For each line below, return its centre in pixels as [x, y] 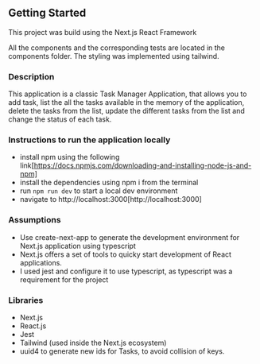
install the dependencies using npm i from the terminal [109, 183]
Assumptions [35, 220]
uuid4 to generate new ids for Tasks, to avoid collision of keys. [122, 351]
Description [31, 76]
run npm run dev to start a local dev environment [99, 191]
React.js [33, 326]
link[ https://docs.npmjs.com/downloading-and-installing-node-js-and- [136, 165]
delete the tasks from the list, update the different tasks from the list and [126, 111]
